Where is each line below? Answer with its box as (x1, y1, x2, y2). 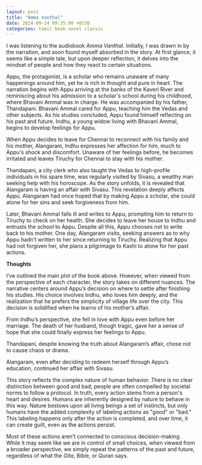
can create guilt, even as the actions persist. (6, 421, 116, 428)
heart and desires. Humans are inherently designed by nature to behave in (6, 396, 191, 403)
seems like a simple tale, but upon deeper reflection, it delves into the (6, 55, 179, 62)
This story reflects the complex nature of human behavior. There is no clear (6, 376, 194, 384)
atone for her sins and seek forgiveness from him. (6, 199, 130, 206)
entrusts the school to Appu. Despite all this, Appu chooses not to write (6, 223, 183, 231)
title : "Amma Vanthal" (6, 14, 63, 20)
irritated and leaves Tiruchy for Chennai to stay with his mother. (6, 155, 164, 163)
